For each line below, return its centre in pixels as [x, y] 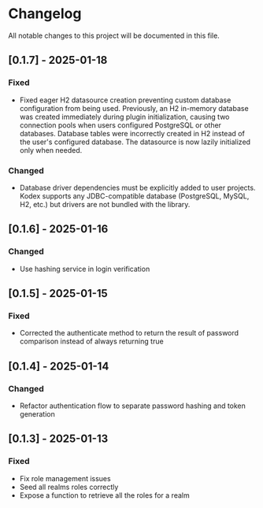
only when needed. [51, 150]
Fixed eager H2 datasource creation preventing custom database [125, 100]
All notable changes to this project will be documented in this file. [114, 35]
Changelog [45, 14]
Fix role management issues [65, 478]
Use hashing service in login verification [85, 269]
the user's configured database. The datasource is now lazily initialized [135, 142]
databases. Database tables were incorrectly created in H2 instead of [132, 133]
